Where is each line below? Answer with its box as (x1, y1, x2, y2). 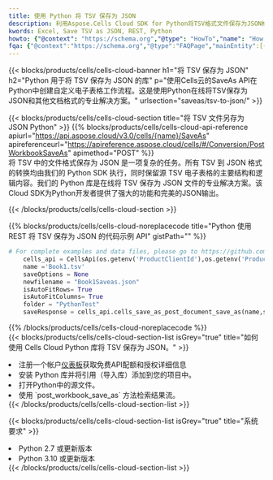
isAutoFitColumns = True (23, 293, 104, 301)
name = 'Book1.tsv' (23, 262, 85, 270)
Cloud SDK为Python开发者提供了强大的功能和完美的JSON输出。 (8, 188, 223, 198)
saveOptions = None (23, 270, 89, 279)
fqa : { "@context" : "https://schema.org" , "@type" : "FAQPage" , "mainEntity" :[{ (8, 42, 267, 50)
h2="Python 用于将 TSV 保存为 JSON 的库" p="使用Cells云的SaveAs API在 (8, 76, 258, 85)
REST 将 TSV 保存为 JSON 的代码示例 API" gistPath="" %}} (8, 231, 207, 241)
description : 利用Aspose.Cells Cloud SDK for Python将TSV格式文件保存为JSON (8, 19, 262, 28)
